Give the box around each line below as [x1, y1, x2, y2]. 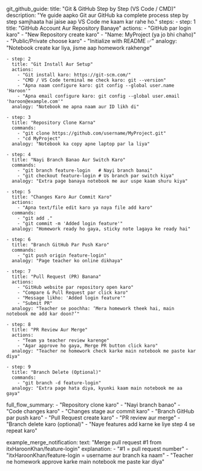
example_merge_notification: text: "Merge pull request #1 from [6, 439, 162, 446]
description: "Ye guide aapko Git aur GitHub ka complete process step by [6, 12, 189, 19]
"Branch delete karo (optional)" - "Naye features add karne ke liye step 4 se [6, 421, 195, 427]
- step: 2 [6, 56, 31, 62]
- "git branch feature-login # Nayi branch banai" [17, 168, 153, 174]
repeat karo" [6, 427, 37, 434]
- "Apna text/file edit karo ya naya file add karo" [17, 205, 153, 211]
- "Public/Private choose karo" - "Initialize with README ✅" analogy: [6, 38, 177, 44]
